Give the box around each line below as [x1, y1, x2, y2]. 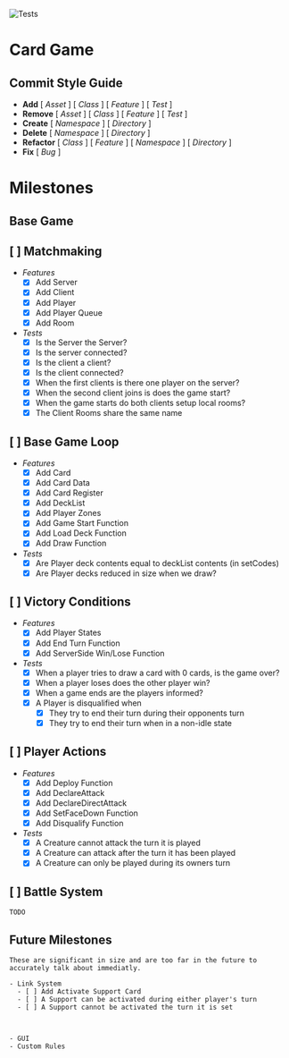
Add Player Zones [35, 508, 102, 519]
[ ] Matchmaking [9, 243, 103, 258]
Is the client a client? [35, 357, 111, 368]
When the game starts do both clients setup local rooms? [35, 398, 246, 409]
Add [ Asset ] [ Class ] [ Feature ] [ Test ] [21, 99, 173, 109]
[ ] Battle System [9, 884, 103, 899]
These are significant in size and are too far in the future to [9, 955, 257, 965]
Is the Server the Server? [35, 336, 128, 348]
